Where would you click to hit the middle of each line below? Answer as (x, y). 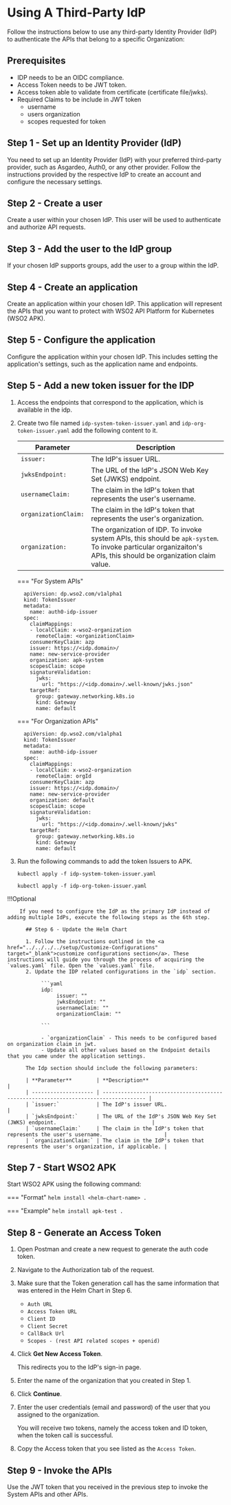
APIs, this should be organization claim (154, 555)
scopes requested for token (67, 121)
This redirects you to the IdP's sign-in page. (79, 1367)
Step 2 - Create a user (55, 203)
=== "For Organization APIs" (57, 721)
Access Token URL (52, 1312)
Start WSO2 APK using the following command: (74, 1184)
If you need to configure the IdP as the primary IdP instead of (115, 911)
